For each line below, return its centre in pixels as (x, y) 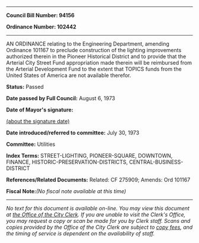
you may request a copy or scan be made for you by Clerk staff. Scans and (98, 221)
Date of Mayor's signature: (40, 110)
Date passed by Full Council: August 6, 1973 (61, 98)
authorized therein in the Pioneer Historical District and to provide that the (96, 56)
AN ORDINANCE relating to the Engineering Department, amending (88, 44)
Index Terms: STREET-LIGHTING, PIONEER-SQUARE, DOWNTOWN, (89, 156)
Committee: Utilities (31, 144)
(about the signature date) (38, 121)
